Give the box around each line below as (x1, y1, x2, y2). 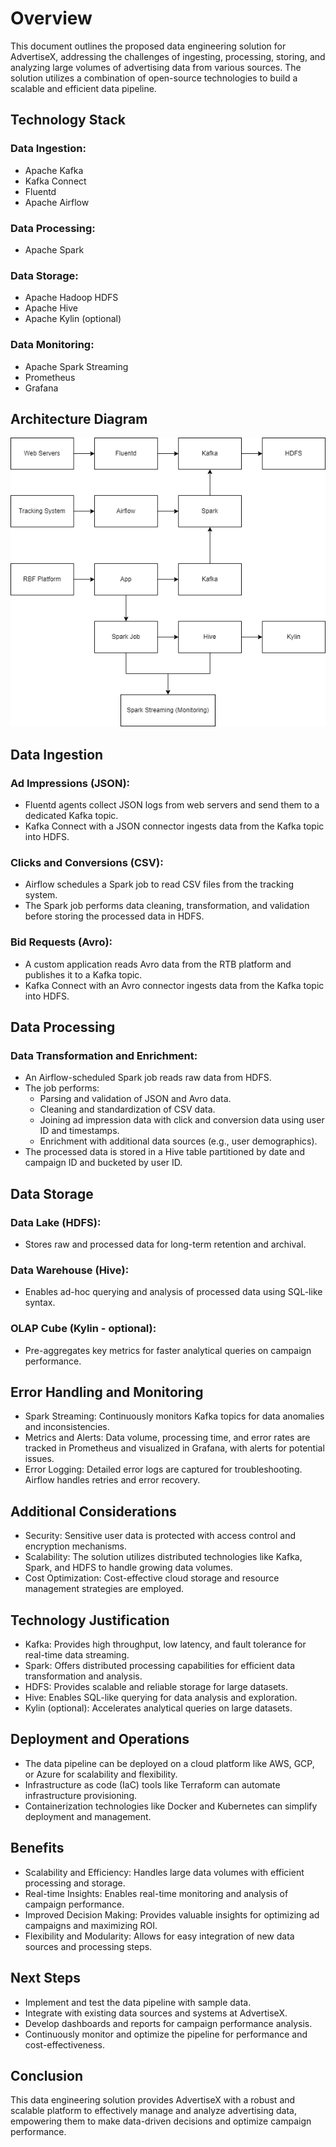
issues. (24, 1453, 55, 1465)
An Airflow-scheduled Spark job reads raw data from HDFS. (24, 1072, 272, 1084)
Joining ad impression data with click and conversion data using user (39, 1114, 325, 1126)
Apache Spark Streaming (24, 360, 129, 372)
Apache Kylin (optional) (24, 313, 122, 325)
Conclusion (10, 2067, 84, 2084)
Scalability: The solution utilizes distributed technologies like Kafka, (24, 1551, 303, 1563)
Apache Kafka (24, 164, 84, 176)
